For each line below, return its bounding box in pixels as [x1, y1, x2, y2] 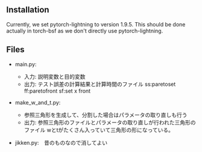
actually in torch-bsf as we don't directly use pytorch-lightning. [6, 27, 163, 34]
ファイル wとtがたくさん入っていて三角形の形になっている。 [24, 126, 174, 133]
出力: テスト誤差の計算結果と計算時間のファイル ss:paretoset [24, 81, 176, 88]
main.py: [14, 60, 37, 68]
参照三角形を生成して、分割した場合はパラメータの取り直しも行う [24, 111, 188, 118]
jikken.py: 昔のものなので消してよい [14, 139, 107, 146]
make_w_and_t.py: [14, 99, 61, 106]
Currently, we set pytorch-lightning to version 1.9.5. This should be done [6, 20, 186, 28]
